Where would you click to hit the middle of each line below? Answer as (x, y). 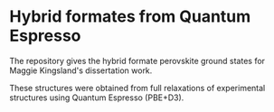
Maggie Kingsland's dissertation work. (81, 70)
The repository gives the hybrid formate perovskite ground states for (137, 61)
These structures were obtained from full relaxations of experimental (137, 88)
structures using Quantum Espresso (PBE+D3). (97, 98)
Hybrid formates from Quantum (130, 17)
